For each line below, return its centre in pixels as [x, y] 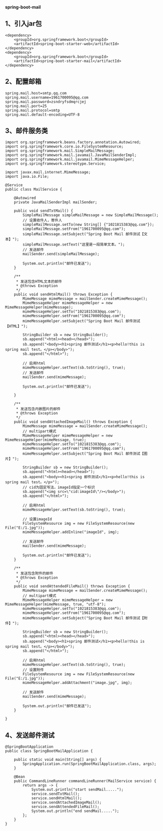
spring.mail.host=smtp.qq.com [36, 93]
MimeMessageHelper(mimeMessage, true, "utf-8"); [56, 605]
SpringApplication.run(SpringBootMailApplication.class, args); [90, 764]
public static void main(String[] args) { [58, 760]
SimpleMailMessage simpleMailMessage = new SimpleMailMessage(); [91, 215]
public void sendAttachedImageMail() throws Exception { [73, 422]
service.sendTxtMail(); [55, 794]
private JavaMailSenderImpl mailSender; [56, 202]
